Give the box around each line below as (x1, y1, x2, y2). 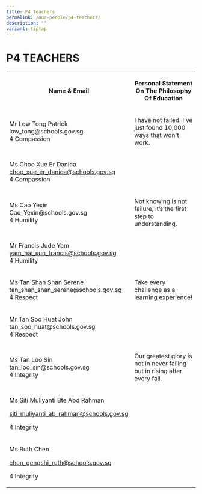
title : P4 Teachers (6, 8, 55, 15)
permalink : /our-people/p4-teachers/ (6, 14, 101, 20)
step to (134, 212, 155, 221)
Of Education (144, 94, 183, 103)
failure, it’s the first (134, 205, 186, 213)
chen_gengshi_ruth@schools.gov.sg (9, 459, 112, 467)
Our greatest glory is (134, 352, 192, 361)
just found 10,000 (134, 124, 186, 132)
